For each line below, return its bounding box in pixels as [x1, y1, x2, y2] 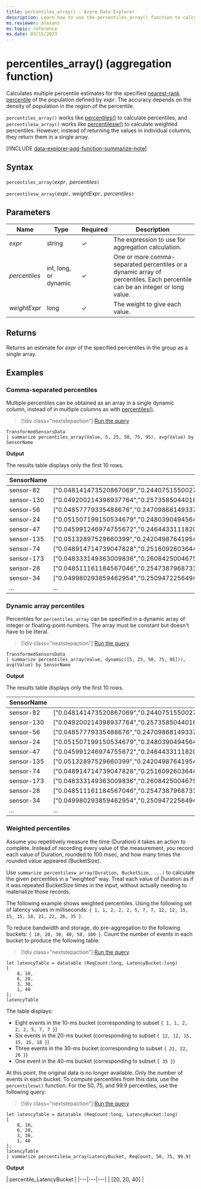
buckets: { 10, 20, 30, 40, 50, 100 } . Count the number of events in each [6, 930, 193, 938]
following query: [6, 1088, 47, 1095]
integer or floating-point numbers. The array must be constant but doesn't [6, 622, 190, 629]
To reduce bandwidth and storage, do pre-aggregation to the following [6, 924, 181, 931]
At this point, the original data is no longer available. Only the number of [6, 1069, 184, 1076]
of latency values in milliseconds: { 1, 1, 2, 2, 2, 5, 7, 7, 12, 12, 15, [6, 906, 188, 913]
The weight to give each [113, 300, 181, 308]
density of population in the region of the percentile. [6, 103, 135, 110]
